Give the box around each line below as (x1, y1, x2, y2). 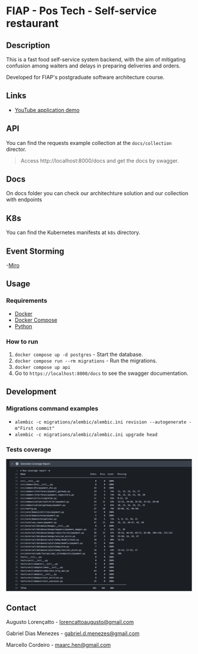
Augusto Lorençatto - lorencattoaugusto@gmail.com (6, 619, 134, 626)
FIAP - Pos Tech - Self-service (6, 4, 157, 18)
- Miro (6, 262, 19, 269)
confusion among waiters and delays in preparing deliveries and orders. (6, 62, 181, 69)
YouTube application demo (14, 106, 80, 114)
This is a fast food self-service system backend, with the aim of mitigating (6, 56, 186, 63)
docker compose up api (14, 365, 71, 371)
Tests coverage (6, 445, 52, 454)
